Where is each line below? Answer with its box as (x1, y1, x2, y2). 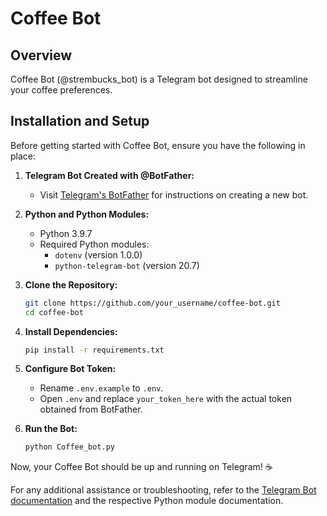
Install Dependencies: (24, 325, 118, 337)
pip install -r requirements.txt (24, 345, 165, 355)
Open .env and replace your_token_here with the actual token (39, 393, 293, 405)
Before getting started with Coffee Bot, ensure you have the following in (10, 139, 306, 151)
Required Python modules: (39, 238, 150, 250)
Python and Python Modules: (24, 208, 150, 220)
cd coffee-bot (24, 307, 84, 317)
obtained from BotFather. (39, 403, 143, 416)
